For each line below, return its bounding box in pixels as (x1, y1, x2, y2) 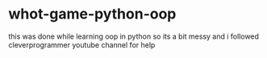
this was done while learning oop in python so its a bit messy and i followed (8, 31, 260, 41)
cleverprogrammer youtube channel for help (8, 39, 156, 49)
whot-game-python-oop (8, 5, 177, 23)
